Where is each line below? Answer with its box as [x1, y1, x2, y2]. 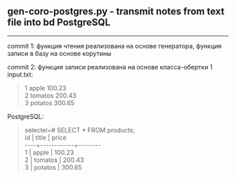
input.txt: [7, 70, 34, 78]
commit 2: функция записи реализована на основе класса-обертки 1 [7, 62, 213, 71]
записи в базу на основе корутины [7, 49, 112, 57]
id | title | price [24, 133, 67, 142]
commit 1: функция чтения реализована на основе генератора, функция [7, 41, 222, 50]
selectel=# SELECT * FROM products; [24, 125, 136, 134]
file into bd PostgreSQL [7, 17, 111, 29]
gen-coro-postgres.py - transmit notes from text [7, 6, 225, 18]
